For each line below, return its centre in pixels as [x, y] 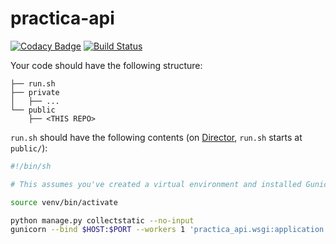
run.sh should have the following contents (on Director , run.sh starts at [156, 137]
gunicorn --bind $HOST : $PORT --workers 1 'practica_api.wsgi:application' [169, 230]
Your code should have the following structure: [106, 65]
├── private [35, 92]
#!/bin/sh [31, 166]
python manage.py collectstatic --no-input [102, 220]
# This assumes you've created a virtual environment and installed [156, 184]
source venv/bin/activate [64, 202]
